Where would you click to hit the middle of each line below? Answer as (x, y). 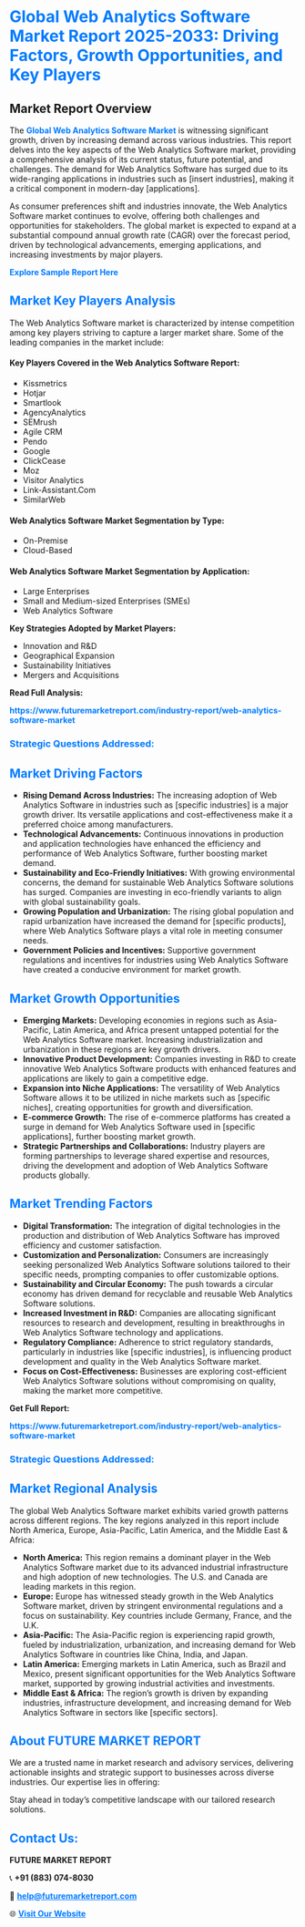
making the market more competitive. (93, 1390)
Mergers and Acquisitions (71, 675)
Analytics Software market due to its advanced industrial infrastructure (155, 1567)
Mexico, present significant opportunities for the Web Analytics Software (159, 1674)
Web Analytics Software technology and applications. (123, 1332)
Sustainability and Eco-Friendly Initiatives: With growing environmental (159, 873)
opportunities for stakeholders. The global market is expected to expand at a (153, 226)
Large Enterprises (56, 592)
